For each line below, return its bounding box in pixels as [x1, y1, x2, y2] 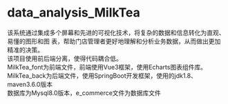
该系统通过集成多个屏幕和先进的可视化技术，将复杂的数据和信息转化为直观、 [7, 28, 225, 37]
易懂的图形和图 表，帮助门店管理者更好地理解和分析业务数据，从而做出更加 [7, 37, 221, 45]
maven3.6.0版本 [7, 80, 53, 88]
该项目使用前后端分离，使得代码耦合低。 [7, 54, 122, 63]
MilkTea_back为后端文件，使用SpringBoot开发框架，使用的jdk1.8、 [7, 71, 197, 80]
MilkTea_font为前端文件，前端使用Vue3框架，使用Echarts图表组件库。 [7, 63, 207, 71]
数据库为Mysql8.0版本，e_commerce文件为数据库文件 [7, 88, 161, 97]
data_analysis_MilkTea [7, 5, 140, 21]
